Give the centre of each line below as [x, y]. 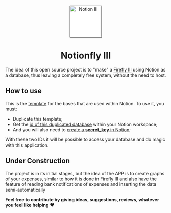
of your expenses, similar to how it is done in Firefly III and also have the [81, 179]
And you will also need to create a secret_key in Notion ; [72, 129]
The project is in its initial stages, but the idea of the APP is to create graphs [85, 173]
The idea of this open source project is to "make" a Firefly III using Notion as [86, 69]
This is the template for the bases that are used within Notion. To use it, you [85, 103]
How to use [23, 91]
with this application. [27, 145]
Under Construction [38, 161]
